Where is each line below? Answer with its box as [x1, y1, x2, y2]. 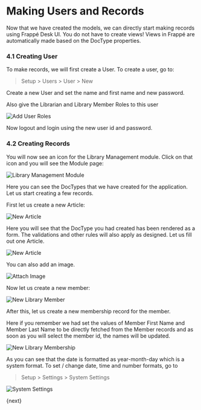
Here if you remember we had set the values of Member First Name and [6, 319, 185, 327]
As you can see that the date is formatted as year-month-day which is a [6, 355, 185, 363]
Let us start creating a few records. [6, 189, 94, 197]
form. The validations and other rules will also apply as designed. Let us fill [6, 231, 192, 238]
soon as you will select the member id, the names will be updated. [6, 332, 171, 339]
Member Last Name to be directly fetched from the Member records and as [6, 325, 194, 333]
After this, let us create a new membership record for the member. [6, 307, 171, 315]
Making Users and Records [6, 4, 144, 18]
